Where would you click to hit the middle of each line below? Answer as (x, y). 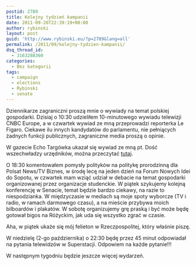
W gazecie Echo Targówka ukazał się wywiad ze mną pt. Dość (82, 147)
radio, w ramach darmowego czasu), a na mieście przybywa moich (88, 202)
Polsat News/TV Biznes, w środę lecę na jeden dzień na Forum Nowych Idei (98, 171)
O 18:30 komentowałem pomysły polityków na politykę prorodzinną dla (92, 165)
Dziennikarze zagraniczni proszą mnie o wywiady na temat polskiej (88, 110)
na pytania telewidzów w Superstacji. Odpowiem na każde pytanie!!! (89, 244)
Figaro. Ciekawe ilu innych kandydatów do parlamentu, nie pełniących (91, 129)
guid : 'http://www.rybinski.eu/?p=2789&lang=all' (68, 39)
